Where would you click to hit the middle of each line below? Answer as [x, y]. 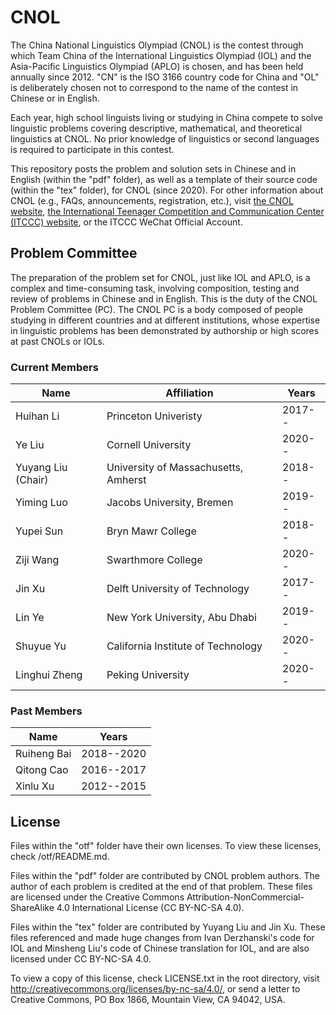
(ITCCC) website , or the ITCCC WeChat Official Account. [126, 222]
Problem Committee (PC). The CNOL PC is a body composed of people [157, 309]
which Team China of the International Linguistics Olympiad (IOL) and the [161, 55]
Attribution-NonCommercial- [245, 897]
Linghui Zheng [49, 675]
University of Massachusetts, [175, 468]
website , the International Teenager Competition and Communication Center [167, 211]
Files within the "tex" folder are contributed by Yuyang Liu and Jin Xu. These [168, 927]
